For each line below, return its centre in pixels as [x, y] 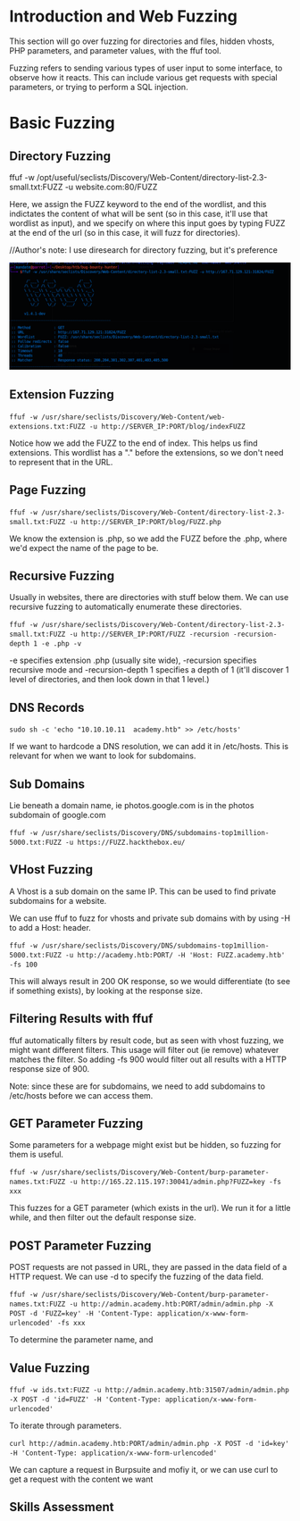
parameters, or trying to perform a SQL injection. [99, 87]
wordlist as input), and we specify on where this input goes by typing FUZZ [147, 223]
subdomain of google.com [58, 815]
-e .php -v [62, 644]
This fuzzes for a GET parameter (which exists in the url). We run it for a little [150, 1208]
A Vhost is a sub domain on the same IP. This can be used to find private [143, 891]
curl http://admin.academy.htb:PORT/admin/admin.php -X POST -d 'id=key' [150, 1444]
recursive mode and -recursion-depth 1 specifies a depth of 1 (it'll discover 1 [149, 670]
